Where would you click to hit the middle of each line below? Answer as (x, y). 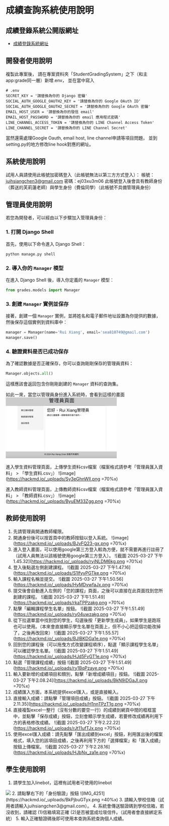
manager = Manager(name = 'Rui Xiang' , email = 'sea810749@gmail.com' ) (78, 332)
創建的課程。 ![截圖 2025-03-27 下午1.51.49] (59, 597)
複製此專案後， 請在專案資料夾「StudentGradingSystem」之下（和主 (77, 74)
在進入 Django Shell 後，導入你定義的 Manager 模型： (60, 280)
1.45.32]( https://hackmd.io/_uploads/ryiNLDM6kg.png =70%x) (78, 561)
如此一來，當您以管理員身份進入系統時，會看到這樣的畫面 (65, 394)
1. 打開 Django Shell (30, 232)
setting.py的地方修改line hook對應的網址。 (50, 144)
